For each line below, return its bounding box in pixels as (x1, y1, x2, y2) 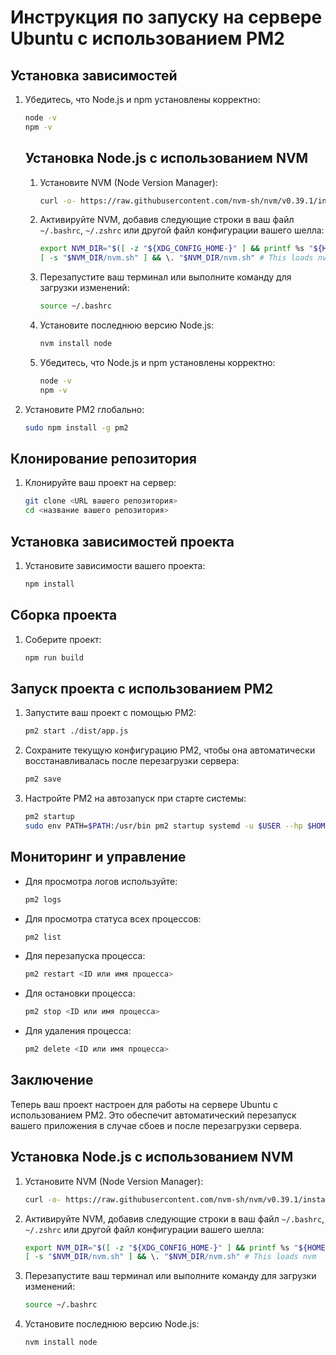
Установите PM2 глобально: (24, 403, 145, 415)
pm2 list (24, 932, 62, 942)
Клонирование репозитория (10, 450, 197, 467)
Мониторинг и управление (10, 849, 187, 866)
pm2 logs (24, 894, 62, 905)
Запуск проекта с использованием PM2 (10, 680, 274, 697)
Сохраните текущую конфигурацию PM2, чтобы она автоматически (24, 744, 316, 756)
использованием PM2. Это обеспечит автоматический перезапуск (10, 1109, 297, 1121)
